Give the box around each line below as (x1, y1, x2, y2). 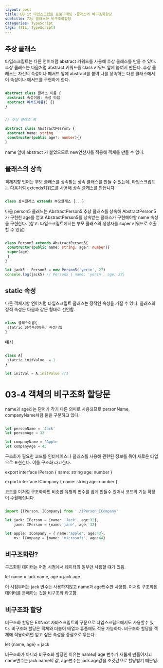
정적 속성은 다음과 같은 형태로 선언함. (5, 307, 75, 313)
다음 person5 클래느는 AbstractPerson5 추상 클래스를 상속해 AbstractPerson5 (5, 208, 157, 214)
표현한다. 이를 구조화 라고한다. (14, 459, 72, 465)
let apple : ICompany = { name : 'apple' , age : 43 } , (5, 531, 106, 536)
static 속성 (5, 287, 36, 295)
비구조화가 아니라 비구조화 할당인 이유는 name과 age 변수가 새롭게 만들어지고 (5, 651, 152, 657)
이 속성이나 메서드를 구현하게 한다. (5, 77, 70, 82)
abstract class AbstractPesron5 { (5, 126, 75, 131)
